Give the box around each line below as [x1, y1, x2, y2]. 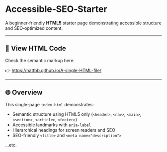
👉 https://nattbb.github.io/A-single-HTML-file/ [5, 67, 102, 73]
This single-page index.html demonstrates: [5, 101, 94, 107]
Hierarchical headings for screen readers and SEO [12, 127, 116, 133]
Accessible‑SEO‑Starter [5, 3, 108, 15]
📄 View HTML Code [5, 44, 66, 53]
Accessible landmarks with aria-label [12, 122, 91, 128]
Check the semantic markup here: [5, 57, 75, 63]
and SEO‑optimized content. [5, 25, 63, 31]
